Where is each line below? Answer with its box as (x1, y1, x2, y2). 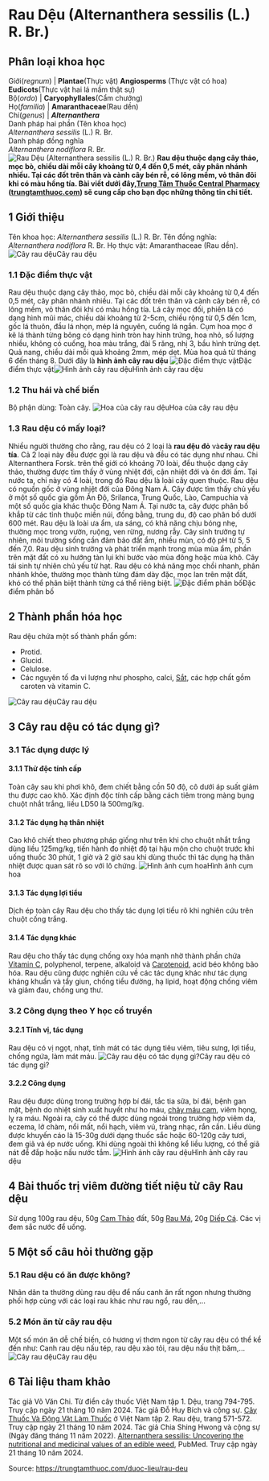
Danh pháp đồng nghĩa (8, 136, 84, 146)
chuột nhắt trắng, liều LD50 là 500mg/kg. (8, 799, 145, 809)
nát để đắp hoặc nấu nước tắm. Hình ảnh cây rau (8, 1147, 248, 1157)
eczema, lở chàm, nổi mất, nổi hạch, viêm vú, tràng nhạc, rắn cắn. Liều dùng (8, 1121, 261, 1132)
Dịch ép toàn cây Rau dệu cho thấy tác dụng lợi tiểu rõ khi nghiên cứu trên (8, 906, 254, 915)
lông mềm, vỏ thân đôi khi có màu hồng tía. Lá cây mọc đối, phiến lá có (8, 304, 244, 315)
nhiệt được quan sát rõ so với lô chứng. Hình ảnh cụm (8, 861, 254, 871)
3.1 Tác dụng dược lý (8, 744, 90, 755)
